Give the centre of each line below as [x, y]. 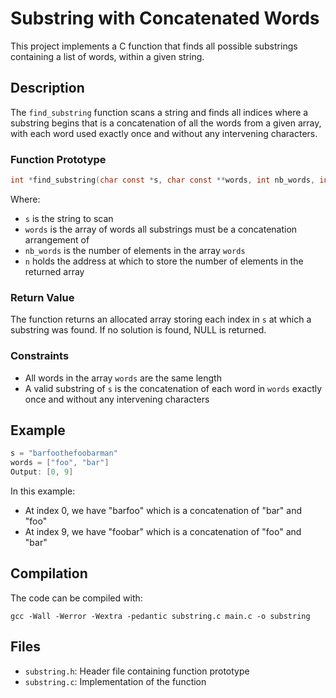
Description [47, 88]
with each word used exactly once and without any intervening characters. [164, 133]
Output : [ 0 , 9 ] [42, 472]
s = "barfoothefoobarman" [64, 453]
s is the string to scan [69, 218]
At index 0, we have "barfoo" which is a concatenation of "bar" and [163, 510]
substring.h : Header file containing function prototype [137, 671]
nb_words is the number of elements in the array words [135, 250]
